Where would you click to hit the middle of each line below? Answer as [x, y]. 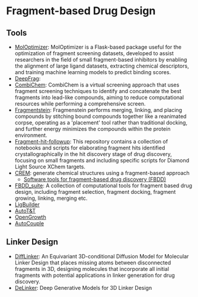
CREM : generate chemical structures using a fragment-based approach [102, 173]
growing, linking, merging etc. [51, 198]
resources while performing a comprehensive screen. [80, 104]
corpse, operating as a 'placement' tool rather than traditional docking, [101, 122]
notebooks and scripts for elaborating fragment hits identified [90, 148]
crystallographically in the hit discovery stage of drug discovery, [93, 154]
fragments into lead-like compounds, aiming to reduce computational [99, 97]
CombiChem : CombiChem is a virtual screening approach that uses [97, 85]
